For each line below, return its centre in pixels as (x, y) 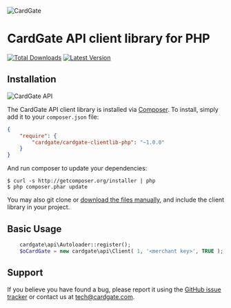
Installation (32, 79)
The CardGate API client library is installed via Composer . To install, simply (113, 109)
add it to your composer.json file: (53, 117)
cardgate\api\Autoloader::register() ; (75, 244)
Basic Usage (34, 229)
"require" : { (38, 136)
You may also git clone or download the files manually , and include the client (116, 200)
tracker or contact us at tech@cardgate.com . (71, 296)
